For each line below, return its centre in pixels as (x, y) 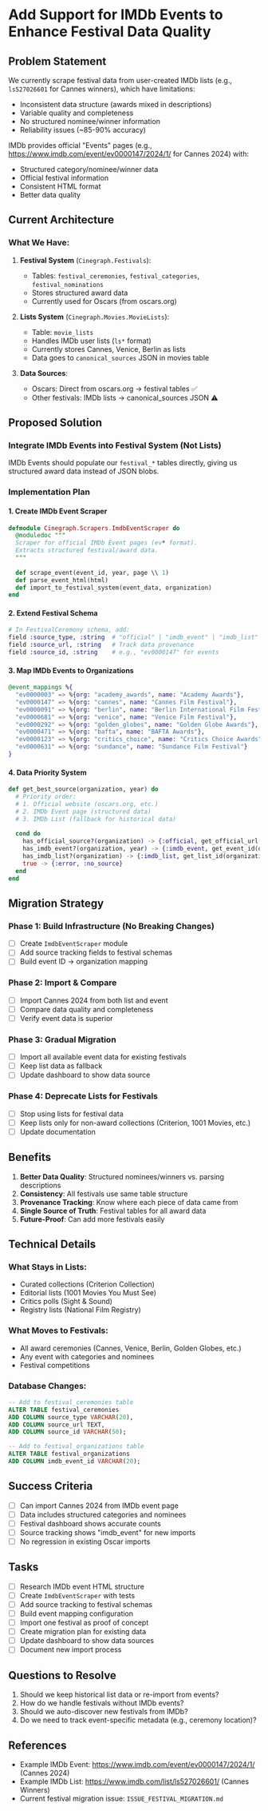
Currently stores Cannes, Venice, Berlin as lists (108, 349)
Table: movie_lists (63, 332)
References (37, 1745)
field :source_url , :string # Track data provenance (101, 645)
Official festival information (64, 178)
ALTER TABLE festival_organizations (69, 1454)
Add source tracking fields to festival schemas (96, 952)
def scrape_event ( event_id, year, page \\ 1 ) (93, 572)
